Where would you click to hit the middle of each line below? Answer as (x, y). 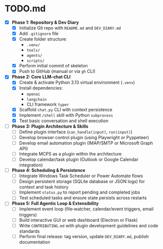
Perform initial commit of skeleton (54, 66)
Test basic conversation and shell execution (64, 121)
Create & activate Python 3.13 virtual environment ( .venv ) (77, 83)
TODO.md (25, 9)
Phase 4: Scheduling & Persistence (48, 170)
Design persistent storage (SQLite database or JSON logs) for (82, 182)
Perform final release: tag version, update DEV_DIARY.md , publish (84, 236)
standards (29, 231)
